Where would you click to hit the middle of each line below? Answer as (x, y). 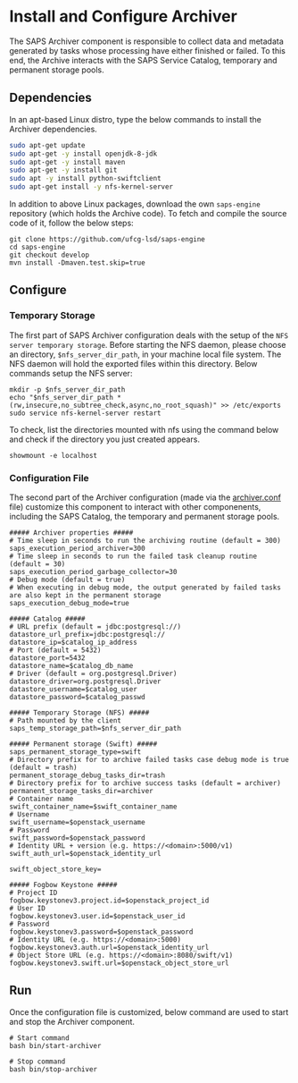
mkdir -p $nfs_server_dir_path (67, 389)
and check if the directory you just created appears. (105, 439)
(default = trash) (43, 767)
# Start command (39, 1038)
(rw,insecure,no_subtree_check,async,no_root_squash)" (113, 405)
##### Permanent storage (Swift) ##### (83, 744)
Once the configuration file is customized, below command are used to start (149, 1011)
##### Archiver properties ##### (71, 533)
